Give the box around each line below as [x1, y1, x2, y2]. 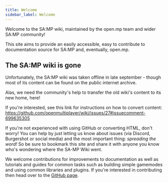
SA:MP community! [5, 31, 46, 37]
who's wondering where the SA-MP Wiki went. [5, 147, 103, 153]
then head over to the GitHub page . [5, 172, 79, 178]
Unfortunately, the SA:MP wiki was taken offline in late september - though [5, 74, 161, 81]
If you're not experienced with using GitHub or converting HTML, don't [5, 125, 153, 131]
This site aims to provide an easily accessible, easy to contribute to [5, 41, 145, 47]
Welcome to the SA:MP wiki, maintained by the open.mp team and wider [5, 26, 156, 32]
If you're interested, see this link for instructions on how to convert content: [5, 104, 162, 111]
